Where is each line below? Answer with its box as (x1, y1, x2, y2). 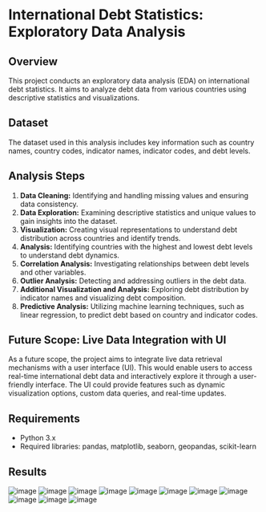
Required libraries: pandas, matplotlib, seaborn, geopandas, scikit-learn (19, 441, 257, 451)
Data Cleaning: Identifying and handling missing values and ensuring (19, 190, 249, 200)
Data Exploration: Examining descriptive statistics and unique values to (19, 207, 256, 217)
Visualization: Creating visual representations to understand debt (19, 225, 238, 234)
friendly (8, 380, 34, 390)
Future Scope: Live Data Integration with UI (8, 333, 227, 347)
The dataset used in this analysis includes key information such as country (8, 137, 255, 147)
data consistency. (19, 199, 79, 209)
